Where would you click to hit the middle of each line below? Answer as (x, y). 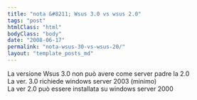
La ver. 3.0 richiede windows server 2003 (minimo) (82, 81)
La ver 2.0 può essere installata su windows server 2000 (91, 89)
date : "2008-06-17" (36, 40)
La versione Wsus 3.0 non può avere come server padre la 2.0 (98, 73)
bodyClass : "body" (34, 34)
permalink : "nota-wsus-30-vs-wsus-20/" (66, 47)
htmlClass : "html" (34, 27)
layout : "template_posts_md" (50, 54)
